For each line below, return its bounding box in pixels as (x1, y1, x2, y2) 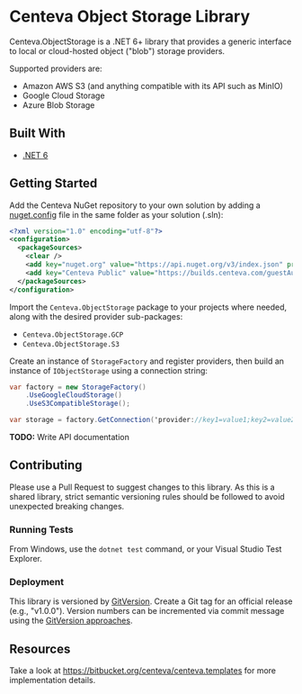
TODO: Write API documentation (9, 432, 130, 443)
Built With (9, 126, 66, 141)
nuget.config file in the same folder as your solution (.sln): (9, 209, 224, 220)
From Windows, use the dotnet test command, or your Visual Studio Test (9, 544, 282, 554)
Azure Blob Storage (22, 99, 95, 110)
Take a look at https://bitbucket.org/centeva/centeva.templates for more (9, 665, 277, 676)
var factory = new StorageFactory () (9, 383, 147, 392)
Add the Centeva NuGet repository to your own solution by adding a (9, 200, 261, 211)
